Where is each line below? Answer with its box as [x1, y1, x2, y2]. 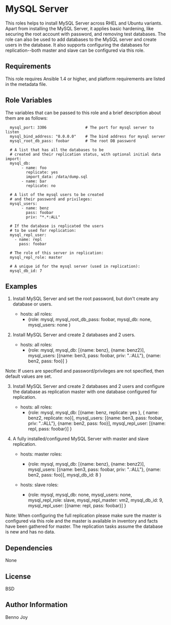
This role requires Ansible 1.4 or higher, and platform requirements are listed [5, 75, 165, 82]
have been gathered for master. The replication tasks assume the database [5, 523, 163, 530]
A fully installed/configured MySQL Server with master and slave [12, 436, 149, 442]
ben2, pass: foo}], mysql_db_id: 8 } [28, 472, 102, 478]
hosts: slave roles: [20, 482, 59, 488]
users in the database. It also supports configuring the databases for [5, 41, 150, 48]
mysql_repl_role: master [10, 254, 63, 260]
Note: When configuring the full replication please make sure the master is [5, 512, 162, 519]
